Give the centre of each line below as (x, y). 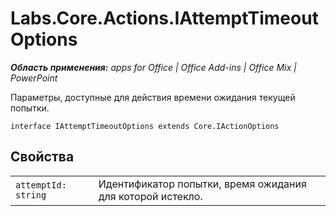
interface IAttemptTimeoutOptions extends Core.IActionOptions (145, 126)
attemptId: (41, 185)
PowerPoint (34, 78)
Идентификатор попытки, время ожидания (202, 184)
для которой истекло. (150, 196)
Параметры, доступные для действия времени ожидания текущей (153, 97)
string (31, 195)
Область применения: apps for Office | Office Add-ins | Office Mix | (153, 67)
